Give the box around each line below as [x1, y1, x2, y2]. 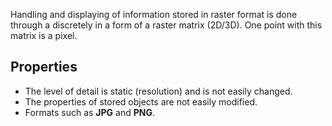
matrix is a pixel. [10, 30, 78, 41]
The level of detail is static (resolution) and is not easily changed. [24, 85, 293, 97]
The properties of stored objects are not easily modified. [24, 95, 258, 108]
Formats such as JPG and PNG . [24, 106, 156, 118]
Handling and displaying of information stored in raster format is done [10, 9, 298, 20]
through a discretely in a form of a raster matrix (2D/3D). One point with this [10, 19, 323, 31]
